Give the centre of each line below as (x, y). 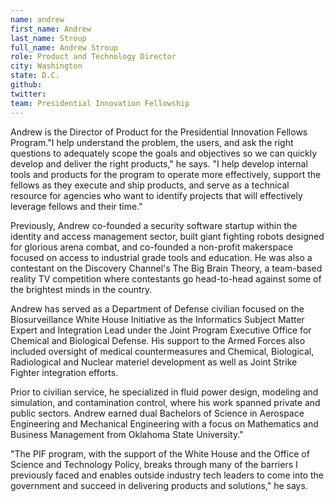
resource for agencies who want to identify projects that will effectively (156, 195)
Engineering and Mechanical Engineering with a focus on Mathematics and (164, 423)
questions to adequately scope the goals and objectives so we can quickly (164, 153)
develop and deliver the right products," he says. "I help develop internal (159, 163)
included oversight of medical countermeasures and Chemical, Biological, (162, 351)
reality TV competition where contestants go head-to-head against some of (166, 278)
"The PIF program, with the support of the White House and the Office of (160, 453)
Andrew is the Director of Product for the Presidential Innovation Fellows (159, 132)
